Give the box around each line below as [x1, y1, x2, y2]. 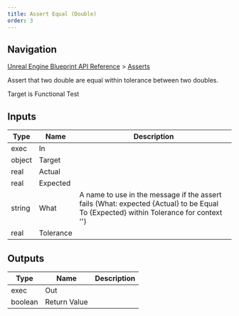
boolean [11, 297, 38, 307]
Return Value [45, 297, 88, 307]
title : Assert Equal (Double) [7, 10, 97, 18]
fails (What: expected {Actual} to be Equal [79, 199, 219, 209]
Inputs [7, 110, 37, 122]
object [11, 155, 32, 165]
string [11, 204, 31, 214]
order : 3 [7, 17, 33, 24]
